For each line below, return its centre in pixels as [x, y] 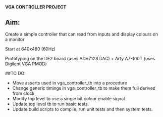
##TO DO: [15, 74]
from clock [23, 93]
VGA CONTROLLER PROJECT [36, 7]
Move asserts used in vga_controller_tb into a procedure [70, 83]
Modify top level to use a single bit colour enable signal [69, 99]
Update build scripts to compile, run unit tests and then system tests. [82, 109]
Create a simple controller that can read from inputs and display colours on [82, 34]
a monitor [15, 39]
